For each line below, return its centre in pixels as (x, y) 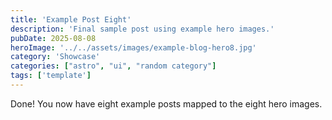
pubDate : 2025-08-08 (53, 38)
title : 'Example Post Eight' (71, 19)
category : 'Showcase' (55, 57)
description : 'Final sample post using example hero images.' (142, 29)
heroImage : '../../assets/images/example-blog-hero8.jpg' (133, 47)
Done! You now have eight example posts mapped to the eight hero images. (166, 103)
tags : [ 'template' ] (51, 76)
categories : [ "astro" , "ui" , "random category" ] (113, 66)
